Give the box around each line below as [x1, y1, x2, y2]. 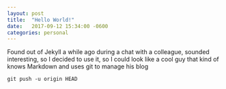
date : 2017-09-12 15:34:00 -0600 [7, 23, 109, 29]
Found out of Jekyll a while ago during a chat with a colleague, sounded [7, 48, 210, 56]
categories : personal [7, 29, 69, 36]
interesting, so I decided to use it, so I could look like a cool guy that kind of [7, 55, 220, 64]
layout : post [7, 10, 44, 17]
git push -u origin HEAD [7, 76, 78, 83]
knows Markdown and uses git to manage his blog [7, 62, 149, 71]
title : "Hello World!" [7, 16, 75, 23]
